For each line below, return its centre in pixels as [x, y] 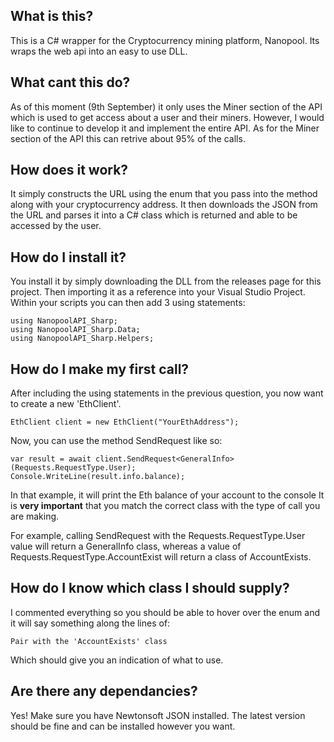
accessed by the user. [56, 226]
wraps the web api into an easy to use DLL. [99, 51]
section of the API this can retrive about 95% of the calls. [128, 138]
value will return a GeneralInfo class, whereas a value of [126, 546]
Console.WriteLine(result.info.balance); [98, 477]
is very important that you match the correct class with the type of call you [165, 506]
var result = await [51, 459]
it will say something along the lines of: [90, 623]
